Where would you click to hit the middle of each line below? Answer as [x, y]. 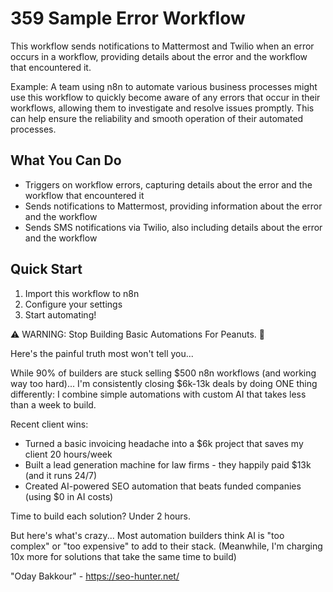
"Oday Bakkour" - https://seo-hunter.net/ [95, 576]
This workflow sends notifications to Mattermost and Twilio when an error [162, 46]
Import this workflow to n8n [82, 293]
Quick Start [46, 269]
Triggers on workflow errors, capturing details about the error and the [168, 184]
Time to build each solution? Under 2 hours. [101, 516]
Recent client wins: [49, 424]
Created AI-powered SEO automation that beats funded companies [163, 486]
